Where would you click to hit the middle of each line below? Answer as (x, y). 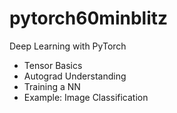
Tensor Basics (53, 65)
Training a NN (52, 86)
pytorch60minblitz (89, 18)
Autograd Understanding (75, 76)
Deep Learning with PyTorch (68, 46)
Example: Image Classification (86, 97)
